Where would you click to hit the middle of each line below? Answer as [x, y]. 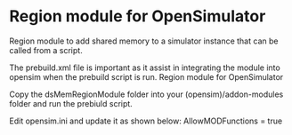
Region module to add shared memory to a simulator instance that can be [144, 41]
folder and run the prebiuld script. [71, 103]
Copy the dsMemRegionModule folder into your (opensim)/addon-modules [146, 94]
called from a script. [46, 50]
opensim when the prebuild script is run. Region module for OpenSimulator [146, 76]
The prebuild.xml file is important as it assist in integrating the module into [145, 67]
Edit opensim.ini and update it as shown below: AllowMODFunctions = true [146, 121]
